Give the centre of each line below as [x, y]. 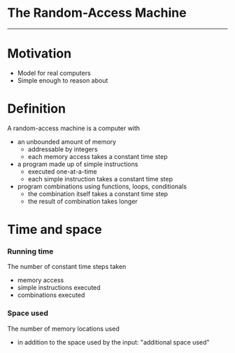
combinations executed [51, 295]
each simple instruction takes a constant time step [100, 179]
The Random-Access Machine [97, 13]
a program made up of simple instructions [78, 164]
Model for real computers [54, 73]
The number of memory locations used [64, 328]
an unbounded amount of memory [67, 141]
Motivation [40, 54]
